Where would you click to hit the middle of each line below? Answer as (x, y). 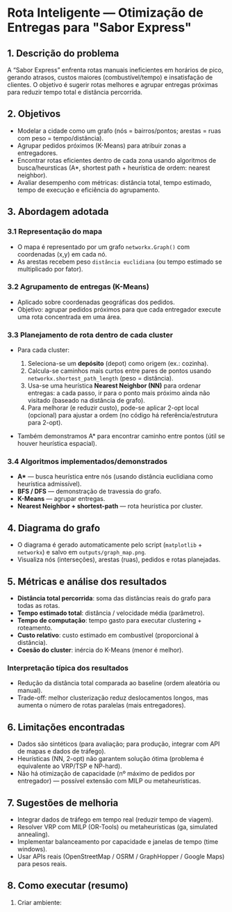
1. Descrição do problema (63, 53)
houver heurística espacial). (57, 444)
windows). (32, 849)
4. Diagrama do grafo (54, 528)
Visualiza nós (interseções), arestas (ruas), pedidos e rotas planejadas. (119, 560)
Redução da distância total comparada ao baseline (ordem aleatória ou (118, 683)
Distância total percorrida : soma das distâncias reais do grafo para (114, 598)
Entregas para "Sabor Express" (100, 27)
